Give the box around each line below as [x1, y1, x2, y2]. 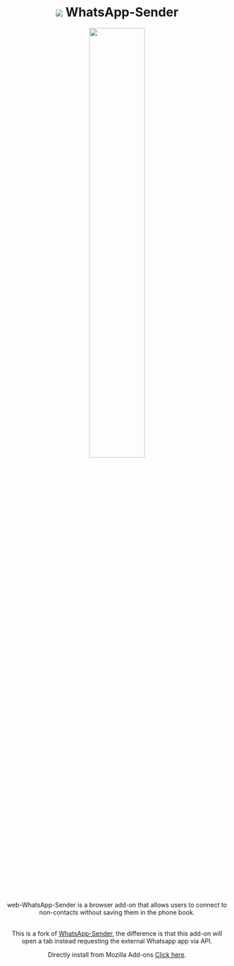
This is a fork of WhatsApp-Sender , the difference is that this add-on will [11, 929, 223, 938]
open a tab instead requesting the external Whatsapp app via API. [21, 936, 213, 945]
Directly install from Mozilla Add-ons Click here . [47, 950, 187, 959]
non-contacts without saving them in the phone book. [39, 907, 195, 917]
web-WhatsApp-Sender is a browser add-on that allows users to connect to [6, 900, 228, 909]
